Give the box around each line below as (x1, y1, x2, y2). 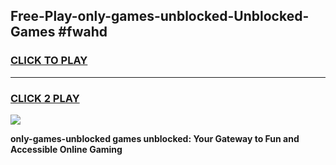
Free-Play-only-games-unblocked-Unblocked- (10, 8, 310, 25)
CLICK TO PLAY (10, 54, 88, 68)
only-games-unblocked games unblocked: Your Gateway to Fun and (10, 132, 300, 144)
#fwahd (58, 24, 108, 41)
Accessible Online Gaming (10, 143, 123, 155)
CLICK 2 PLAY (10, 91, 80, 105)
